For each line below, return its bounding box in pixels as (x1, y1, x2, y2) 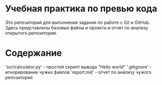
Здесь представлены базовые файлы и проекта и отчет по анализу (5, 24, 149, 30)
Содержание (5, 48, 62, 59)
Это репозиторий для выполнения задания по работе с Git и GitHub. (5, 19, 151, 25)
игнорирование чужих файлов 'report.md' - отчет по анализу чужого (5, 69, 152, 75)
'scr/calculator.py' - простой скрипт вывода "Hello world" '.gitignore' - (5, 64, 152, 70)
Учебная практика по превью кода (5, 3, 158, 14)
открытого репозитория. (5, 30, 57, 36)
